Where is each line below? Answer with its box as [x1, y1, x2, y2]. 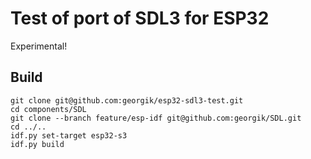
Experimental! [10, 40, 68, 52]
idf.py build [10, 139, 65, 149]
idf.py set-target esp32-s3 [10, 130, 128, 141]
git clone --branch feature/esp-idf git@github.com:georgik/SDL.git [10, 113, 302, 123]
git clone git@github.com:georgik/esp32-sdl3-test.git [10, 95, 244, 106]
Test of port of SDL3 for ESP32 [10, 7, 270, 30]
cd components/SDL [10, 104, 87, 114]
